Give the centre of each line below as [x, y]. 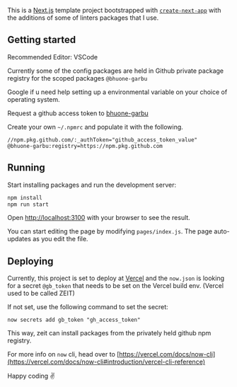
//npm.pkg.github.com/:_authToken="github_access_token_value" [103, 140]
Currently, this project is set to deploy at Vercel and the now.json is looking [116, 278]
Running [27, 168]
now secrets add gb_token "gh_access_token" [74, 320]
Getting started [42, 40]
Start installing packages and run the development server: [92, 185]
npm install [25, 197]
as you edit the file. [60, 239]
